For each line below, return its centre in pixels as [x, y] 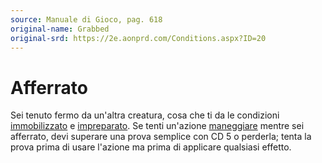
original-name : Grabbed [60, 29]
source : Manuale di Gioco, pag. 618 [86, 19]
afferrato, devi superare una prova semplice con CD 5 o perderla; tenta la [161, 137]
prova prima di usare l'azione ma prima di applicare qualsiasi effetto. [151, 147]
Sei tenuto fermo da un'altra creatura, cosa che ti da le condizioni [145, 115]
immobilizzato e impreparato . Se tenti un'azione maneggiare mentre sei [157, 126]
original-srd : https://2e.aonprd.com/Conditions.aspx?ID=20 [138, 38]
